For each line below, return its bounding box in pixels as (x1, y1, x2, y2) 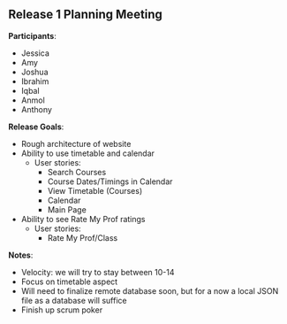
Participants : (8, 30, 57, 41)
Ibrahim (20, 75, 49, 87)
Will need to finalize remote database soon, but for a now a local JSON (20, 285, 279, 296)
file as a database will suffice (20, 295, 127, 305)
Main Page (47, 204, 87, 215)
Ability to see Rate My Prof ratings (20, 213, 146, 224)
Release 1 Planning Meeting (8, 7, 162, 22)
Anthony (20, 104, 52, 114)
